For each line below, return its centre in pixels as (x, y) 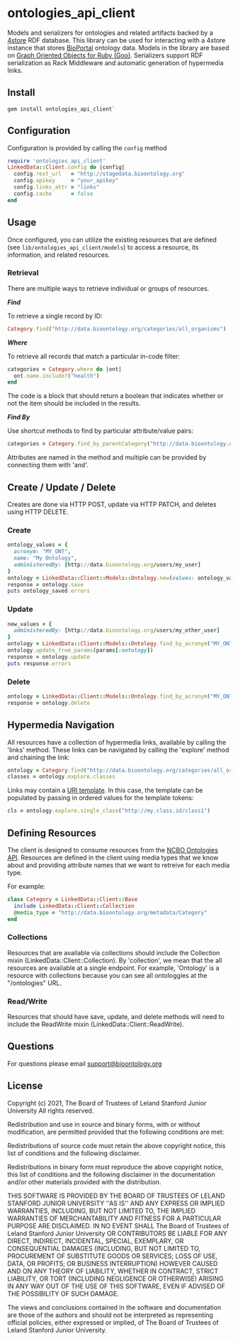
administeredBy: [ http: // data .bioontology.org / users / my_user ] (107, 564)
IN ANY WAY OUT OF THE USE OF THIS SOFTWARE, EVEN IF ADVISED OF (116, 1286)
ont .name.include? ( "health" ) (57, 376)
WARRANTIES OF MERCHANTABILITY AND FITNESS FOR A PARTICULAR (114, 1218)
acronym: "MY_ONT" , (42, 552)
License (25, 1086)
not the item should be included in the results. (74, 404)
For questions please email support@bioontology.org (85, 1063)
